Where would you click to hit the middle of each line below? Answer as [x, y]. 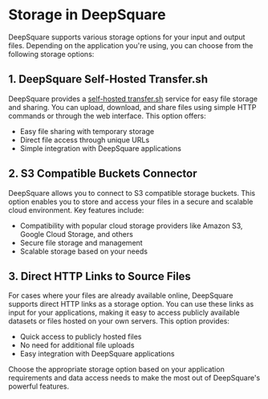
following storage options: [51, 54]
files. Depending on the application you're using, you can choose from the [131, 45]
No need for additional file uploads [77, 345]
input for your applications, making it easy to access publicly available [124, 313]
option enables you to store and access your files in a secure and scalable [131, 202]
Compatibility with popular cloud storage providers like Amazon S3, [131, 226]
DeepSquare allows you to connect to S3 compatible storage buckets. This [132, 193]
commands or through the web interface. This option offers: [107, 116]
